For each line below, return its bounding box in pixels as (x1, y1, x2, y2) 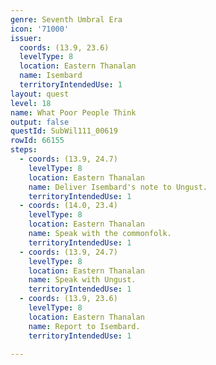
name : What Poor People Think (10, 107, 137, 118)
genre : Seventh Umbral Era (10, 14, 123, 25)
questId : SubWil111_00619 (10, 126, 118, 136)
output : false (10, 117, 70, 127)
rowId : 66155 (10, 136, 65, 146)
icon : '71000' (10, 24, 70, 34)
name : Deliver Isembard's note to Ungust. (28, 182, 208, 192)
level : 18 (10, 98, 52, 108)
